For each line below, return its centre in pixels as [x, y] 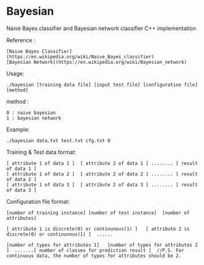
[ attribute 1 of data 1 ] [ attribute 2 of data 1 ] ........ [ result [102, 163]
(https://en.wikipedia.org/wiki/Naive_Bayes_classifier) [80, 56]
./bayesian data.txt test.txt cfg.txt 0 [59, 140]
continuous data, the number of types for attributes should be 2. [94, 256]
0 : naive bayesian [31, 113]
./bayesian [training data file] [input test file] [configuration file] [102, 85]
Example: [18, 129]
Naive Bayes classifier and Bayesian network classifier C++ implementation [101, 28]
